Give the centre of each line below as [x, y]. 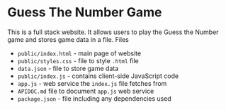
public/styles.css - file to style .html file [78, 60]
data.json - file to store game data [68, 68]
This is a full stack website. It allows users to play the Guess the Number [113, 32]
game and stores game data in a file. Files [68, 39]
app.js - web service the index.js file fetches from [92, 83]
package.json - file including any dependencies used [94, 98]
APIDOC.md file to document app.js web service [86, 91]
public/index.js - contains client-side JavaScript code [98, 76]
